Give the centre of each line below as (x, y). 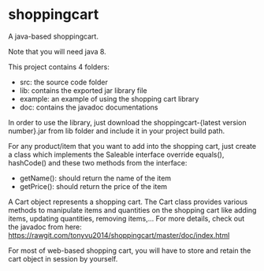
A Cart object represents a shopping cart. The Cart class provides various (128, 202)
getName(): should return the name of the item (95, 178)
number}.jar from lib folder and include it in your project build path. (117, 131)
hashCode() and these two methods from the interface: (98, 162)
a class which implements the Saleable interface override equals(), (116, 154)
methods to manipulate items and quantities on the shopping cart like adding (132, 210)
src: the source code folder (63, 82)
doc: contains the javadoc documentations (89, 107)
